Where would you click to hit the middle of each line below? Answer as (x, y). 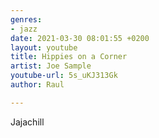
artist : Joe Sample (51, 66)
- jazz (24, 29)
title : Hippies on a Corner (69, 57)
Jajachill (27, 122)
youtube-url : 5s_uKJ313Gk (64, 76)
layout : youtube (44, 47)
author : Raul (37, 85)
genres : (26, 19)
